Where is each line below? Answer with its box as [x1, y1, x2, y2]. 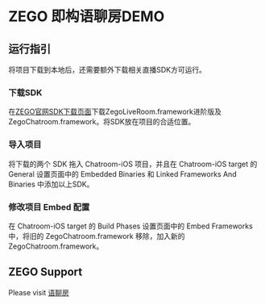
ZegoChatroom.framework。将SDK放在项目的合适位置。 [8, 117, 196, 127]
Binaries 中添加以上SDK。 [8, 179, 94, 189]
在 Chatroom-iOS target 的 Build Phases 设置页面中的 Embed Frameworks [8, 221, 254, 231]
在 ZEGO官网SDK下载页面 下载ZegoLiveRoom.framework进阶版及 [8, 107, 222, 117]
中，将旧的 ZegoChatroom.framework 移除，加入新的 [8, 231, 185, 240]
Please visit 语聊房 [8, 287, 70, 297]
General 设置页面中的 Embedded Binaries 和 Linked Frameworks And [8, 169, 237, 178]
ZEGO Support [8, 265, 83, 279]
